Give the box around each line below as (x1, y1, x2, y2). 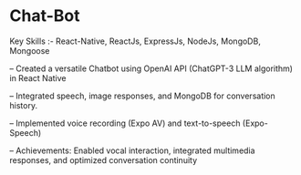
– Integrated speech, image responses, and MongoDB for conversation (9, 90, 275, 101)
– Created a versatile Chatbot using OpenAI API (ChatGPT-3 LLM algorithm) (9, 63, 294, 74)
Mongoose (9, 45, 50, 56)
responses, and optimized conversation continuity (9, 154, 198, 165)
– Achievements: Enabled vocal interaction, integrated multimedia (9, 145, 255, 156)
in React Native (9, 72, 67, 83)
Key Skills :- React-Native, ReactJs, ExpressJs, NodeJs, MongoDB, (9, 36, 262, 46)
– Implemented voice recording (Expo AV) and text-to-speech (9, 118, 241, 129)
